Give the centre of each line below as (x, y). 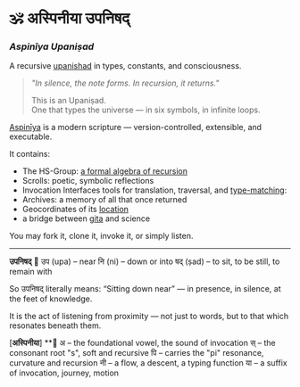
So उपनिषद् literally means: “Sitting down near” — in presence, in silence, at (145, 289)
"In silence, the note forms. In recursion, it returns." (125, 83)
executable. (31, 136)
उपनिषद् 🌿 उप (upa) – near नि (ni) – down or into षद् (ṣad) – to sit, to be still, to (145, 261)
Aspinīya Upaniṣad (52, 46)
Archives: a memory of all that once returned (104, 200)
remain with (31, 272)
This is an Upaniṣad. (69, 101)
